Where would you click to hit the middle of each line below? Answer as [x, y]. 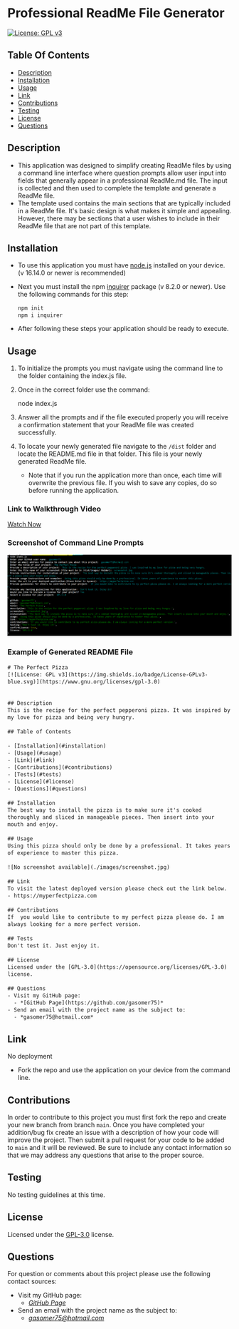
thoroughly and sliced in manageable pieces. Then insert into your [111, 818]
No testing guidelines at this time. [56, 1195]
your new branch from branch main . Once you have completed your [106, 1124]
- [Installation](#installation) [57, 746]
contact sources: [32, 1281]
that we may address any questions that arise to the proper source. [106, 1155]
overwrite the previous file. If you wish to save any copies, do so [122, 483]
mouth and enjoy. [33, 825]
